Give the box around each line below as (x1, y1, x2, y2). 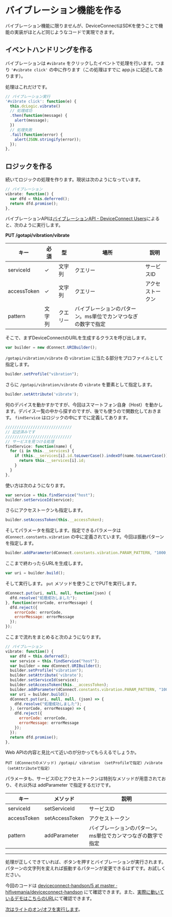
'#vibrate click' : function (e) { (5, 98, 77, 104)
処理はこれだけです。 (5, 84, 50, 90)
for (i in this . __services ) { (10, 449, 74, 454)
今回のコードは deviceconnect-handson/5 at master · (5, 883, 118, 889)
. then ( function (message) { (10, 113, 68, 118)
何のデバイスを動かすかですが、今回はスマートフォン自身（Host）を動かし (5, 402, 163, 408)
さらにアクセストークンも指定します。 (5, 507, 85, 513)
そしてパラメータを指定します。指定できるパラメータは (5, 527, 121, 534)
